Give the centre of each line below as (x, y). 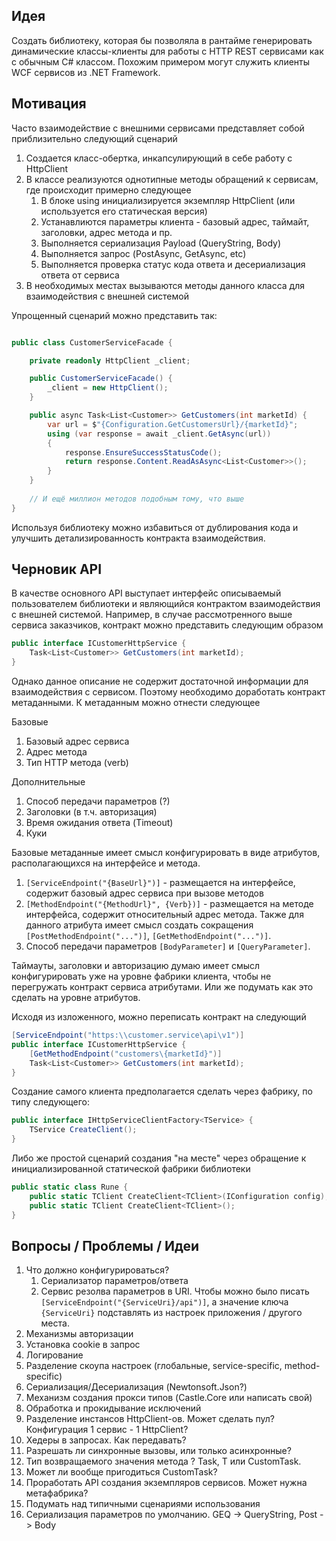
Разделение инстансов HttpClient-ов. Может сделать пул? (150, 1419)
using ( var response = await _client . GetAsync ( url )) (159, 434)
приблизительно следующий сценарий (94, 138)
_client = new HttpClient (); (108, 388)
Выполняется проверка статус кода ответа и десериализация (173, 264)
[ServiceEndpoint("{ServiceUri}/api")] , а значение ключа (164, 1302)
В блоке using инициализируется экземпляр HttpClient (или (168, 200)
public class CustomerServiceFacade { (92, 342)
